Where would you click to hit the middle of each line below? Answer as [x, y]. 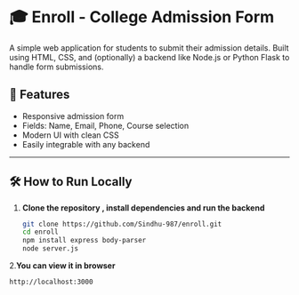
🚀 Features [40, 95]
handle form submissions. [57, 67]
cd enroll [40, 232]
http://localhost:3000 [51, 282]
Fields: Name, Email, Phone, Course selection [105, 125]
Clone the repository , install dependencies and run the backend [143, 207]
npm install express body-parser [84, 241]
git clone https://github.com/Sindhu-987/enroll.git [122, 224]
